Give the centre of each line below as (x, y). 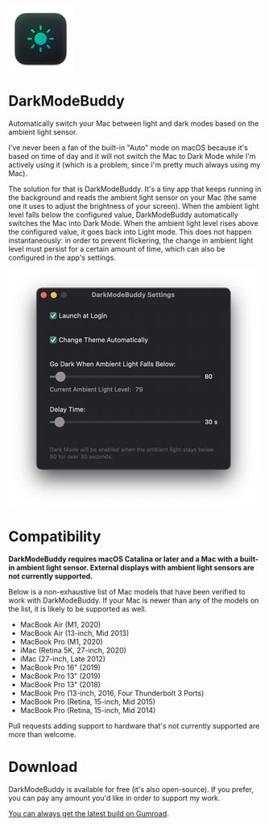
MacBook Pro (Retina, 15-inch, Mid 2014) (88, 710)
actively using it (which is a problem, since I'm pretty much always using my (134, 165)
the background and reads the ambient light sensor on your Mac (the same (132, 197)
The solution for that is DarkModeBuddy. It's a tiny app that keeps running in (135, 189)
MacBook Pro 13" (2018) (60, 684)
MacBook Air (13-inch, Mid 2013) (74, 633)
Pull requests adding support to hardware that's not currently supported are (134, 726)
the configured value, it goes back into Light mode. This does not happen (130, 232)
